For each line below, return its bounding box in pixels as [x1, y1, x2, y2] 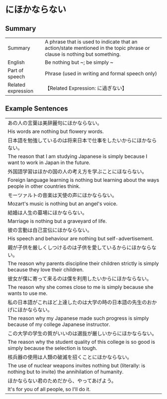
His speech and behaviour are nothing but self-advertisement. [7, 235, 154, 242]
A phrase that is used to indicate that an [44, 38, 138, 45]
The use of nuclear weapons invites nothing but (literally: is [7, 362, 146, 369]
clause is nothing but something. [44, 51, 121, 57]
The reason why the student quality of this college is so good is [7, 338, 156, 345]
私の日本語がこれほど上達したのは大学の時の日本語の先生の [7, 299, 148, 306]
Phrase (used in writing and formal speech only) [44, 70, 158, 77]
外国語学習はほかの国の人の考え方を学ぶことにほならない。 [7, 168, 148, 175]
